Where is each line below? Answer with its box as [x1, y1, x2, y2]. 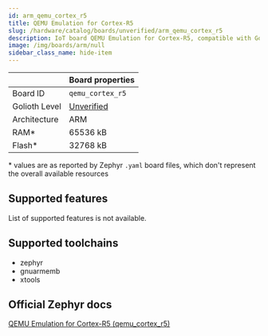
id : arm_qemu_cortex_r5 [8, 11, 88, 20]
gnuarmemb [19, 266, 61, 276]
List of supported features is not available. [8, 213, 147, 222]
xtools [19, 274, 41, 284]
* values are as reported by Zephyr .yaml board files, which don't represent [8, 161, 256, 170]
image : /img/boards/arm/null [8, 42, 105, 50]
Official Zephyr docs [8, 298, 112, 312]
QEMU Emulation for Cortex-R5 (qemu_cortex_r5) [8, 319, 171, 329]
